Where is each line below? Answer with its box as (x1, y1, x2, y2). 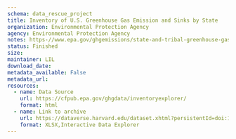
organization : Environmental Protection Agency (7, 23, 150, 30)
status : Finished (7, 43, 58, 50)
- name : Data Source (13, 88, 74, 95)
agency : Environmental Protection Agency (7, 29, 131, 37)
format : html (20, 102, 58, 109)
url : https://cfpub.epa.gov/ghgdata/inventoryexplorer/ (20, 95, 188, 102)
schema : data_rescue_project (7, 10, 93, 18)
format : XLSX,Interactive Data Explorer (20, 121, 140, 128)
